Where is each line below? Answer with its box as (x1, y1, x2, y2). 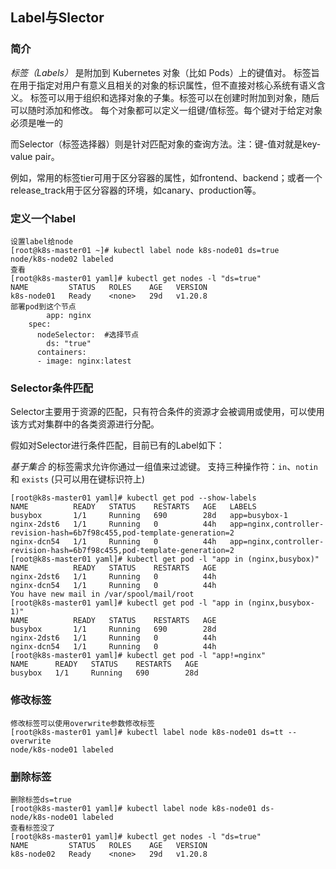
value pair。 (10, 150, 60, 162)
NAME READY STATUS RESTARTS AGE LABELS (10, 502, 257, 512)
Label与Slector (10, 9, 105, 27)
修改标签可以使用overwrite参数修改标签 (10, 718, 155, 728)
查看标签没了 (10, 823, 56, 833)
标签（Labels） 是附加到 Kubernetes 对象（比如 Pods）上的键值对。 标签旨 (10, 66, 320, 78)
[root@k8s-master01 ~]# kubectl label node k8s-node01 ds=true (10, 245, 280, 255)
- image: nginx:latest (36, 356, 132, 366)
